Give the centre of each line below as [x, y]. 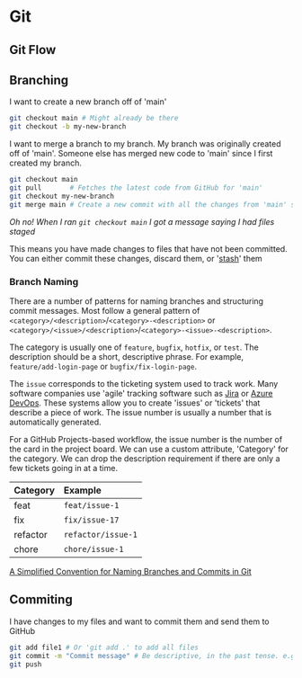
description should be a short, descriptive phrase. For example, [127, 356]
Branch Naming [44, 281]
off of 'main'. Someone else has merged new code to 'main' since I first [141, 154]
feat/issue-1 [91, 505]
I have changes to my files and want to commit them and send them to [139, 621]
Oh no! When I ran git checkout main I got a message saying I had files [142, 221]
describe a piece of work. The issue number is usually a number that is [141, 412]
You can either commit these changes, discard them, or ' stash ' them [136, 258]
